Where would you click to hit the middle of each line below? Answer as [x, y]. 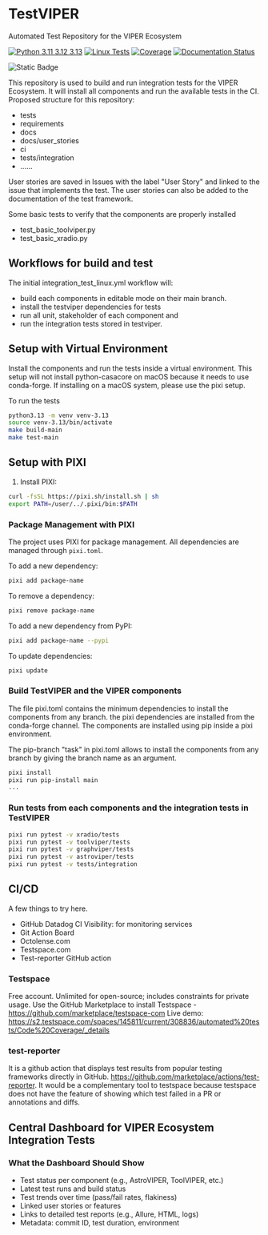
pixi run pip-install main [53, 780]
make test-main [34, 438]
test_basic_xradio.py [54, 238]
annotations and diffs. [44, 1102]
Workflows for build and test [81, 264]
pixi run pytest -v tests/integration [73, 864]
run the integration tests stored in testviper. [91, 323]
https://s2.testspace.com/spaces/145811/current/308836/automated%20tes [134, 1022]
